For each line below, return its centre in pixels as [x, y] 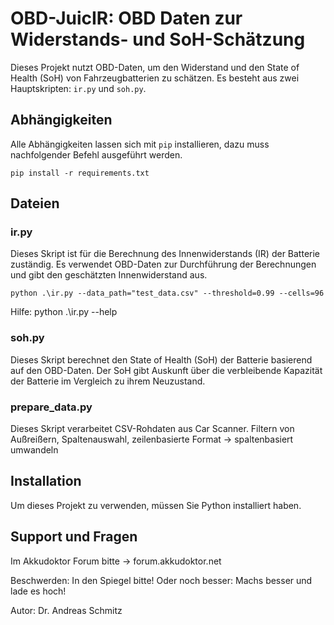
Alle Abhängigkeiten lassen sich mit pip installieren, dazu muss [140, 144]
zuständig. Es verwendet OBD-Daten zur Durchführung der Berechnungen [163, 264]
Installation [46, 481]
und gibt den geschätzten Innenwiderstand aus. [109, 275]
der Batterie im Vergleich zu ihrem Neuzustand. [108, 381]
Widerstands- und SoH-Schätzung [158, 39]
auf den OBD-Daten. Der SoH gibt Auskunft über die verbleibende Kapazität [166, 370]
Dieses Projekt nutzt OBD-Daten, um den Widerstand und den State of [155, 67]
